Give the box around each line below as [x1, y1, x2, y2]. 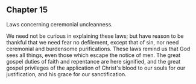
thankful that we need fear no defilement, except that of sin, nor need [6, 38, 179, 46]
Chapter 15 [6, 5, 48, 15]
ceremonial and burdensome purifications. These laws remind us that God [6, 45, 191, 52]
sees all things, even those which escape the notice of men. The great [6, 51, 181, 59]
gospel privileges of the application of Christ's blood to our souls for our [6, 64, 186, 71]
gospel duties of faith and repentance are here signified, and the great [6, 58, 181, 65]
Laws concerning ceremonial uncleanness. [6, 20, 113, 28]
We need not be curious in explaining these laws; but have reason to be [6, 32, 184, 40]
